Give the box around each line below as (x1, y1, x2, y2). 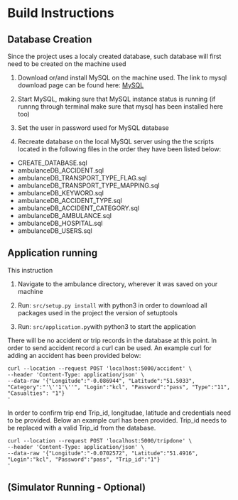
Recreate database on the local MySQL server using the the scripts (17, 137, 215, 146)
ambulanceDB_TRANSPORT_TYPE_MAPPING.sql (17, 181, 160, 190)
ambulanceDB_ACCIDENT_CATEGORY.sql (17, 204, 140, 212)
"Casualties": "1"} (7, 389, 65, 397)
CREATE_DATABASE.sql (17, 158, 87, 167)
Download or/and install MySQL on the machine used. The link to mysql (17, 73, 227, 82)
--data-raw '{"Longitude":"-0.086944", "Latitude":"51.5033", (7, 377, 195, 384)
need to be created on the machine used (7, 60, 126, 68)
